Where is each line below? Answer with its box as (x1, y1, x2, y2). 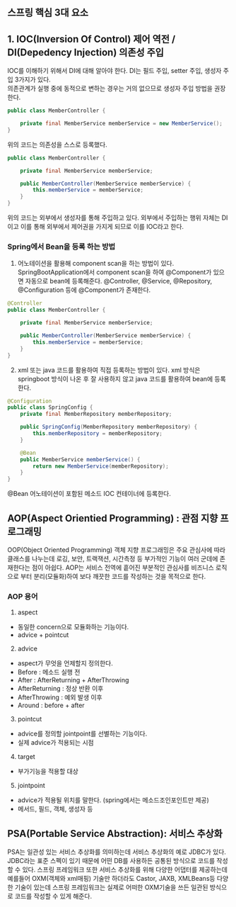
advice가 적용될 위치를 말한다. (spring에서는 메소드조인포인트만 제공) (17, 796, 210, 804)
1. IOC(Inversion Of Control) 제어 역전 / (7, 33, 176, 45)
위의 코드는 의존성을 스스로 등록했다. (7, 140, 107, 149)
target (17, 753, 35, 761)
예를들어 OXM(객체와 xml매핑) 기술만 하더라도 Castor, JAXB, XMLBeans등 (7, 874, 216, 883)
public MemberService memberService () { (20, 456, 141, 463)
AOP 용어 (7, 591, 38, 601)
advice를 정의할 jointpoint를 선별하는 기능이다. (17, 729, 148, 738)
